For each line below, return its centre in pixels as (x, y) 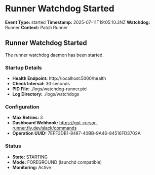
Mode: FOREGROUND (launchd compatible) (57, 162)
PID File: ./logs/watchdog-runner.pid (50, 89)
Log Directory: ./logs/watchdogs (46, 94)
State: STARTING (30, 157)
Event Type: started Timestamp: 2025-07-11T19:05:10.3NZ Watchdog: (78, 22)
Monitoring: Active (32, 167)
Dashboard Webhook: (35, 123)
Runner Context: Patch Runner (37, 27)
